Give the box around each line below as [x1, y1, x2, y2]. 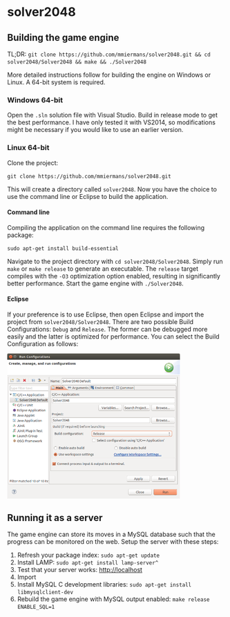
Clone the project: [7, 158, 59, 167]
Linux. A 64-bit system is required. [7, 78, 106, 86]
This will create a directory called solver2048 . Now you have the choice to [7, 184, 218, 193]
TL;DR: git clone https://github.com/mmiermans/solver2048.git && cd [7, 50, 211, 58]
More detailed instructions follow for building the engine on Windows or [7, 70, 211, 79]
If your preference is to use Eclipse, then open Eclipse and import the [7, 310, 204, 319]
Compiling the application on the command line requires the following [7, 223, 205, 231]
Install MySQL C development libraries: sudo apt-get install [17, 580, 192, 589]
